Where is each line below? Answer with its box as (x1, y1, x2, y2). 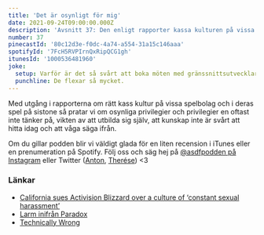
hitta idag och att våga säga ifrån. (8, 123, 117, 133)
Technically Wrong (19, 217, 81, 227)
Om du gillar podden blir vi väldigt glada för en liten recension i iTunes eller (8, 139, 251, 148)
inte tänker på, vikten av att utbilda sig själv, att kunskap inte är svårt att (8, 115, 240, 125)
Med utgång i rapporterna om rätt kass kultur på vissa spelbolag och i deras (8, 99, 254, 108)
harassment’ (19, 201, 60, 210)
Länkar (8, 175, 35, 186)
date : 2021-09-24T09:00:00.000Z (8, 19, 114, 27)
